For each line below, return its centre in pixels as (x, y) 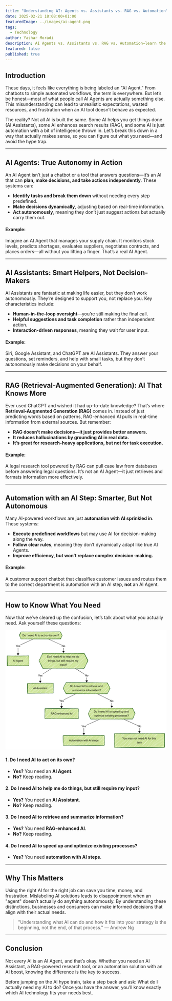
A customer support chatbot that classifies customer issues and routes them (86, 579)
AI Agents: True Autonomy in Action (64, 163)
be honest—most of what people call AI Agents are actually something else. (85, 99)
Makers (18, 281)
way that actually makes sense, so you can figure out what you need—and (84, 136)
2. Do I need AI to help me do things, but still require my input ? (72, 788)
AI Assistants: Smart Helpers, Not (60, 272)
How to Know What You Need (53, 605)
